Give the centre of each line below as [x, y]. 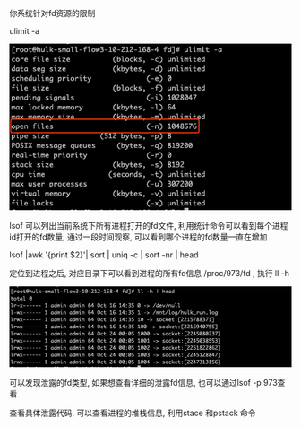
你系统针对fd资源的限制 [52, 13]
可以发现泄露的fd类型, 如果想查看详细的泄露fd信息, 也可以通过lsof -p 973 [143, 382]
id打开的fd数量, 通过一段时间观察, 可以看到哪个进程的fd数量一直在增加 [138, 237]
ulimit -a [25, 31]
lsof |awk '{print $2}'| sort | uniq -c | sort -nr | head [104, 255]
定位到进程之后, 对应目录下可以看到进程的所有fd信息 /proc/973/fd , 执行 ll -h [149, 274]
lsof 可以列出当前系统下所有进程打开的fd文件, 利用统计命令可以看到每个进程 [149, 226]
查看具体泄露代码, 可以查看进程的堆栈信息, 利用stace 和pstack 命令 [133, 413]
